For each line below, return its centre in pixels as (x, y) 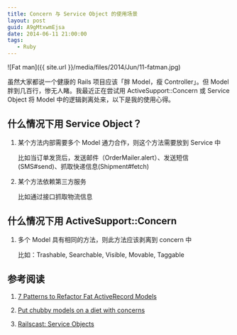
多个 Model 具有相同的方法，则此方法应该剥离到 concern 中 (105, 239)
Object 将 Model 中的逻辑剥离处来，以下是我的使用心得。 (91, 99)
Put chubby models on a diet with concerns (81, 310)
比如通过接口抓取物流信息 (55, 197)
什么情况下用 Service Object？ (75, 124)
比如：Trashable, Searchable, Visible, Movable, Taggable (101, 254)
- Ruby (27, 47)
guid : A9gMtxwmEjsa (36, 27)
